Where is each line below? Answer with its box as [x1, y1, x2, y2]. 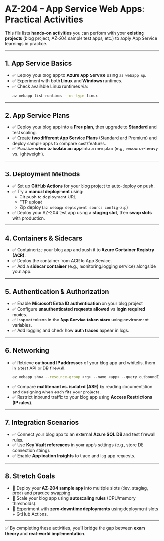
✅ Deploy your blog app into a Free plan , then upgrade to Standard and [12, 124, 157, 130]
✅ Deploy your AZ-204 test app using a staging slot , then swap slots [12, 210, 152, 216]
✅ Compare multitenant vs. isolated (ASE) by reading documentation [12, 383, 153, 389]
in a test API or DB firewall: [12, 365, 66, 371]
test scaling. [12, 130, 37, 136]
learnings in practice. [5, 40, 48, 46]
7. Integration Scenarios [5, 418, 79, 427]
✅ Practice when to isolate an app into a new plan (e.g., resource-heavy [12, 146, 158, 151]
